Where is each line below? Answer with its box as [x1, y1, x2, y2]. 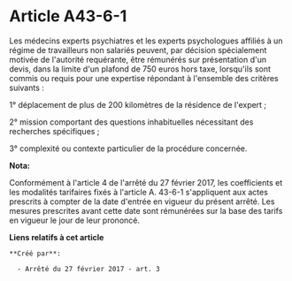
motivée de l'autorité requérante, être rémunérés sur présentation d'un [9, 54, 267, 65]
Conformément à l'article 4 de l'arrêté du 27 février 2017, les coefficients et [9, 177, 283, 187]
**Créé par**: [9, 249, 62, 258]
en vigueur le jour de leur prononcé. [9, 215, 140, 225]
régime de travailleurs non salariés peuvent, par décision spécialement [9, 44, 267, 55]
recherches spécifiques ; [9, 125, 100, 136]
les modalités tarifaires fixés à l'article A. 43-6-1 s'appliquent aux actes [9, 186, 268, 197]
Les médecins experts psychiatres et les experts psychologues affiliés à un [9, 35, 283, 46]
